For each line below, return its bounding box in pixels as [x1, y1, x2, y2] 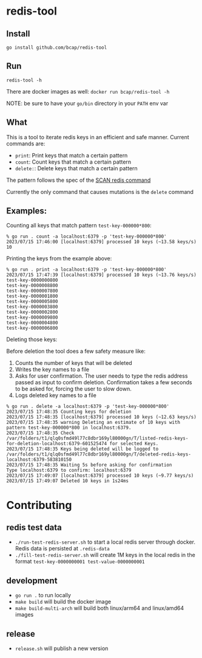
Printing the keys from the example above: [6, 255, 112, 262]
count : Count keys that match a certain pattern [15, 158, 132, 165]
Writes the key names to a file [15, 366, 90, 373]
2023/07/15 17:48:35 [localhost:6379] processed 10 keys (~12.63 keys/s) [6, 414, 197, 420]
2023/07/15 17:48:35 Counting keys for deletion [6, 409, 132, 415]
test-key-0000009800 [6, 314, 59, 320]
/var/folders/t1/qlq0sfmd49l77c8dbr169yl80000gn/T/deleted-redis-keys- [6, 451, 191, 457]
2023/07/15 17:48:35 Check [6, 430, 75, 436]
